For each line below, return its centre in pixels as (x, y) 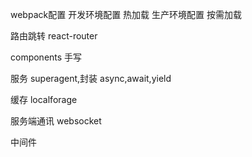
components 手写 (46, 57)
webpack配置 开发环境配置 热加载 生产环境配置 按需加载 (126, 14)
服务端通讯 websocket (56, 121)
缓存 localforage (44, 99)
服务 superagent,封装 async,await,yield (91, 78)
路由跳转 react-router (54, 36)
